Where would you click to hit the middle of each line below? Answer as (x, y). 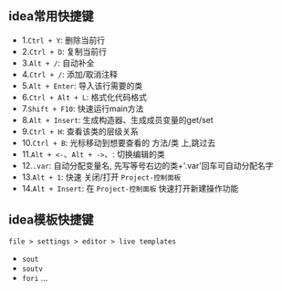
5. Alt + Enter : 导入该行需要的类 (82, 86)
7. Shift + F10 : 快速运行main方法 (83, 109)
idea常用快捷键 (51, 16)
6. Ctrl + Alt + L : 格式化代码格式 (84, 97)
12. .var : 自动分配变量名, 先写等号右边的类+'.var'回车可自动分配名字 (148, 165)
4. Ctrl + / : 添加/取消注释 (69, 74)
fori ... (35, 277)
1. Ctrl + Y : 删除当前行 (63, 40)
